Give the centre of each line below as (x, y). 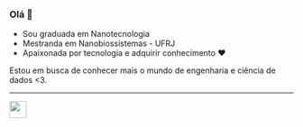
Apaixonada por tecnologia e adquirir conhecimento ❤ (124, 53)
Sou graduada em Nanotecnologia (86, 34)
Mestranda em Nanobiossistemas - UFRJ (99, 43)
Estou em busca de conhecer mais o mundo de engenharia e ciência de (143, 70)
